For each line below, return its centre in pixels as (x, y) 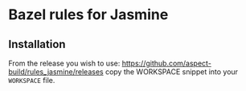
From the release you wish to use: (64, 63)
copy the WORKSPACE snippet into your (172, 72)
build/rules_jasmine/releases (56, 72)
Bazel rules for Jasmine (88, 15)
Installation (37, 44)
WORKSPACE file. (32, 80)
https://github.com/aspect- (166, 63)
